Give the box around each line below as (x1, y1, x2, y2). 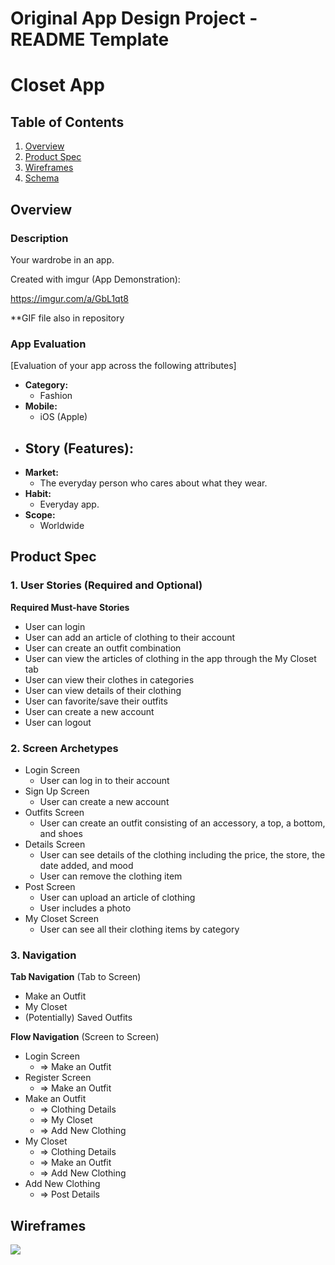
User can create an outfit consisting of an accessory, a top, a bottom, (39, 817, 326, 829)
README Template (10, 28, 170, 51)
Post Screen (24, 880, 76, 892)
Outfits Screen (24, 806, 85, 818)
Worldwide (39, 519, 85, 531)
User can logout (24, 716, 92, 728)
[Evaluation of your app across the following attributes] (10, 360, 237, 372)
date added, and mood (39, 859, 134, 871)
